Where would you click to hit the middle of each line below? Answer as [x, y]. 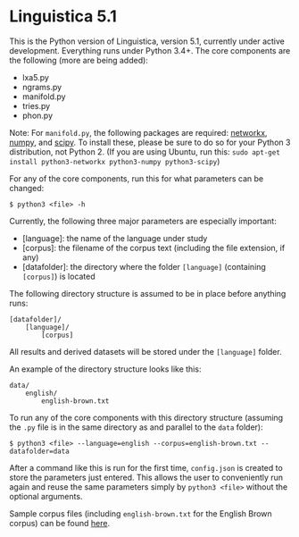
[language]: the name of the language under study [115, 238]
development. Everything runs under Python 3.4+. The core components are [150, 50]
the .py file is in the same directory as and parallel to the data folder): [136, 427]
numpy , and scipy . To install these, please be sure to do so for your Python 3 [150, 142]
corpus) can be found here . [59, 523]
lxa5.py [35, 77]
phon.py [37, 115]
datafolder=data [39, 451]
